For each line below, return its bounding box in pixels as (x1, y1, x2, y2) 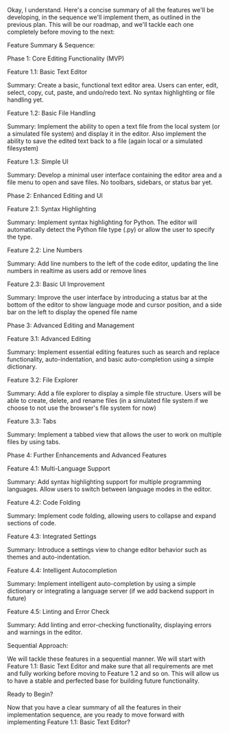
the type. (7, 233, 33, 241)
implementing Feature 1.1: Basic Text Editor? (7, 718, 130, 726)
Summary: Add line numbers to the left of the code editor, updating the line (7, 259, 219, 267)
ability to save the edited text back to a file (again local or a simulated (7, 137, 203, 145)
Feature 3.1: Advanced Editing (7, 335, 91, 342)
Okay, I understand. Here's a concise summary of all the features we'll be (7, 6, 215, 14)
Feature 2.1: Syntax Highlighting (7, 205, 97, 212)
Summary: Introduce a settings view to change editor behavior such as (7, 546, 207, 554)
